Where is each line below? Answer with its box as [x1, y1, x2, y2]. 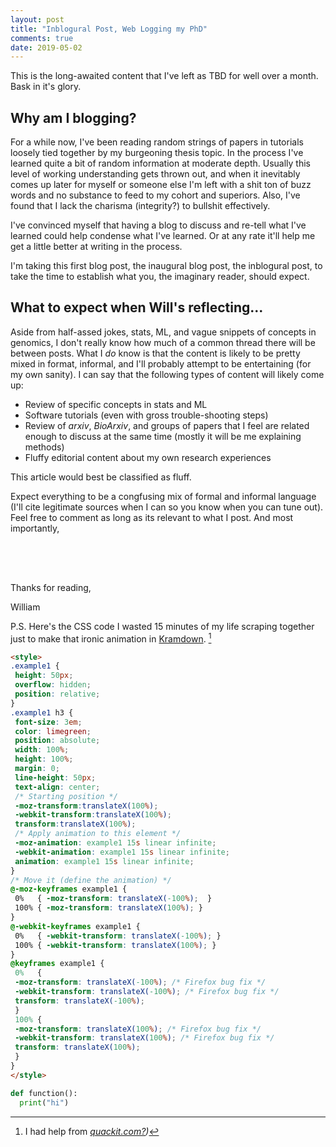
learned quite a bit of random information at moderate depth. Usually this [10, 157, 311, 170]
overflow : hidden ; [14, 680, 92, 690]
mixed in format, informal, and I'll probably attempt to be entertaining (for [10, 357, 312, 370]
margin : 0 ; [14, 764, 60, 774]
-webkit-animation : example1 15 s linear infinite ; [14, 847, 230, 857]
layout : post [10, 14, 65, 25]
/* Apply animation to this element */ [14, 829, 182, 839]
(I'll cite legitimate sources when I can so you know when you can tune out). [10, 501, 324, 513]
